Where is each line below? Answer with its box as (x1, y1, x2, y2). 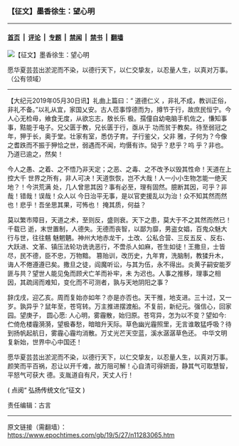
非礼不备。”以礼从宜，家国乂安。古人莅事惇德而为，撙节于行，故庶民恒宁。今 (7, 105, 232, 113)
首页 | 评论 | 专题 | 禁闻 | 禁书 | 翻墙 (7, 33, 124, 41)
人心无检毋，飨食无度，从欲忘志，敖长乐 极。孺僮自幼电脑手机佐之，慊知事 (7, 114, 228, 123)
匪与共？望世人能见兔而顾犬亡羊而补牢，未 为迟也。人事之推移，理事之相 (7, 269, 221, 277)
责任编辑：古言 (7, 400, 51, 409)
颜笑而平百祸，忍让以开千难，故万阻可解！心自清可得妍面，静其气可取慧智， (7, 361, 232, 370)
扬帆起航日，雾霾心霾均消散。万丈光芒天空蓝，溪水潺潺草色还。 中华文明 (13, 328, 228, 337)
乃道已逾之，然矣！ (7, 150, 64, 158)
